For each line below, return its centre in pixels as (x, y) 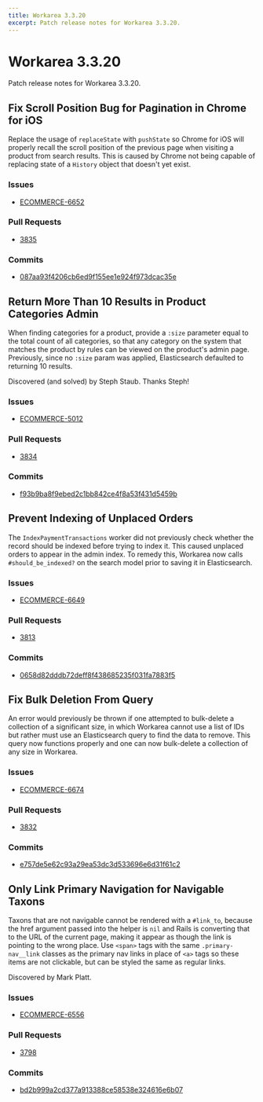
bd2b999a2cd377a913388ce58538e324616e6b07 (101, 1089)
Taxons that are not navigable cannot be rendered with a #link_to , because (130, 920)
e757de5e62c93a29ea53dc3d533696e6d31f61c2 (100, 865)
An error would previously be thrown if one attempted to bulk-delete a (121, 718)
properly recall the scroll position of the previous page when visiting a (121, 148)
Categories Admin (53, 314)
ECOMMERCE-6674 (52, 789)
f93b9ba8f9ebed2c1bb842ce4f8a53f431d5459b (99, 494)
